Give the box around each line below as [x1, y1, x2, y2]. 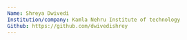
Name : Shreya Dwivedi [7, 9, 70, 17]
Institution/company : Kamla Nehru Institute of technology [7, 16, 181, 23]
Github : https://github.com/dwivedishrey [7, 22, 128, 29]
